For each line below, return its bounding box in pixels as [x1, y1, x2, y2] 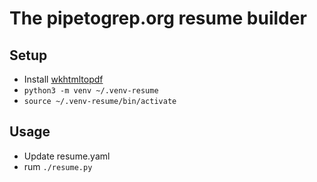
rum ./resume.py [23, 160, 93, 172]
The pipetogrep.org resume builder [9, 7, 307, 30]
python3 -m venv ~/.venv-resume [23, 86, 159, 96]
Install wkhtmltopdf [23, 73, 104, 85]
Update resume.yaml [23, 150, 111, 162]
